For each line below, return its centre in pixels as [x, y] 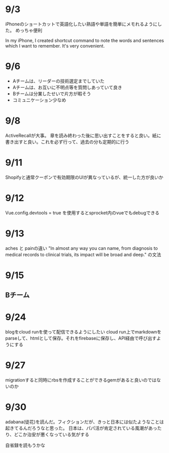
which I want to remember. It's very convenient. [55, 46]
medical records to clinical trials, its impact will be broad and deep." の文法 [83, 254]
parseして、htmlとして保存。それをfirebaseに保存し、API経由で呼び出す [81, 338]
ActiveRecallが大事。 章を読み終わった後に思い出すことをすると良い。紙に [83, 135]
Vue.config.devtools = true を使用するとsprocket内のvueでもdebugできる [82, 213]
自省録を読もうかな [25, 445]
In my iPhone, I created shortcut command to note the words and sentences [84, 40]
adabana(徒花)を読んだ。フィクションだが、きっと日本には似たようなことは [84, 422]
